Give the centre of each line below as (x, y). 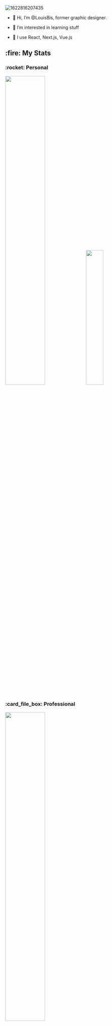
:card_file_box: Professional (40, 704)
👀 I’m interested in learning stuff (46, 27)
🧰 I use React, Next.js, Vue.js (42, 37)
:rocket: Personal (27, 67)
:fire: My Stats (28, 53)
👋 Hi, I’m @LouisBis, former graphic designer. (60, 17)
